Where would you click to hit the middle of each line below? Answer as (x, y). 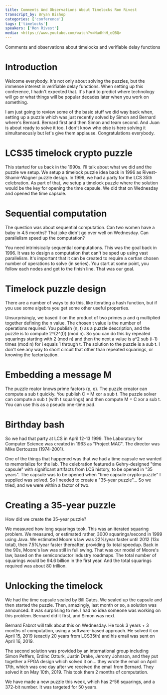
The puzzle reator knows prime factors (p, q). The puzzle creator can (76, 389)
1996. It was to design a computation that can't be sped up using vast (77, 253)
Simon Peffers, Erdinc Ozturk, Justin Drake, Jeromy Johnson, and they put (82, 656)
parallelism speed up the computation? (45, 238)
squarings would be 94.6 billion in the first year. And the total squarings (79, 560)
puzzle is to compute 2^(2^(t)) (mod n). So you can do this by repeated (78, 333)
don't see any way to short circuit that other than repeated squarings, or (79, 349)
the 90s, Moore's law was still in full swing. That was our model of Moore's (82, 550)
